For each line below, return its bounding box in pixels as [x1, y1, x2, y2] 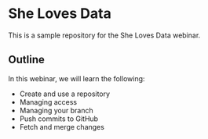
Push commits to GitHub [19, 114, 99, 123]
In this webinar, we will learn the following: [8, 73, 145, 83]
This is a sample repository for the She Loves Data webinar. [8, 30, 201, 40]
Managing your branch [19, 105, 93, 115]
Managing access [19, 97, 78, 106]
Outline [8, 53, 45, 66]
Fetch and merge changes [19, 122, 104, 131]
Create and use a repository [19, 89, 111, 98]
